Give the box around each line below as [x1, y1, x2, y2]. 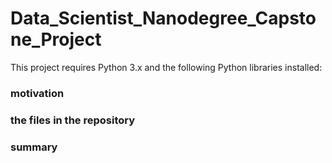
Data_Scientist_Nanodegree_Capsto [10, 7, 317, 30]
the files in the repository [10, 113, 136, 127]
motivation [10, 86, 65, 100]
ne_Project [10, 28, 102, 51]
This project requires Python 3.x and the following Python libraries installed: [10, 61, 323, 73]
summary [10, 140, 58, 154]
